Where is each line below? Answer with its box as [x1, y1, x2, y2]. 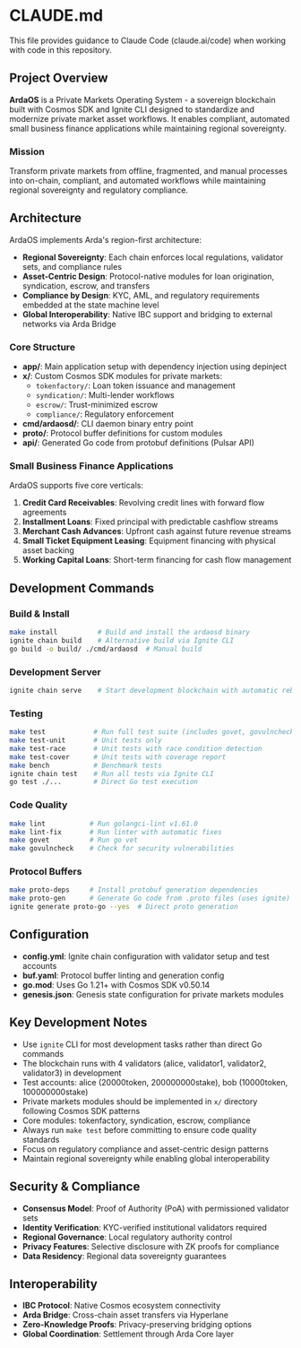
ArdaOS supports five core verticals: [9, 480, 144, 491]
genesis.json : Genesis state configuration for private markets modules [21, 989, 284, 999]
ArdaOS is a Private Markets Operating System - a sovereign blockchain [9, 94, 276, 105]
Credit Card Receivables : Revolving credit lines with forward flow [21, 497, 265, 508]
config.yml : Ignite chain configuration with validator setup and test [21, 951, 271, 962]
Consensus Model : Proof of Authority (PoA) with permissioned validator [21, 1203, 289, 1214]
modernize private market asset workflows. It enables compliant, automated [9, 113, 290, 124]
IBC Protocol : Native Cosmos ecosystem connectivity [21, 1300, 221, 1311]
